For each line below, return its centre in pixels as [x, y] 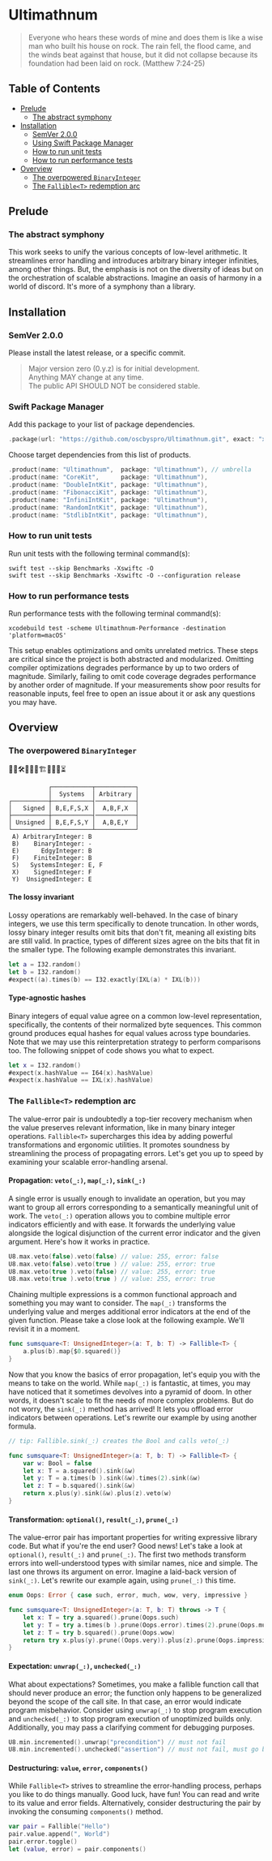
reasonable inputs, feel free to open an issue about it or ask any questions [132, 694]
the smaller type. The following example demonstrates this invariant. [122, 949]
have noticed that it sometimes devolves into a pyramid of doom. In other [130, 1391]
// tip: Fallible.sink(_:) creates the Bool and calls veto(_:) [119, 1441]
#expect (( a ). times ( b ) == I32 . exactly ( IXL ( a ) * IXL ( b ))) [104, 979]
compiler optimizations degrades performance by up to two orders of [124, 668]
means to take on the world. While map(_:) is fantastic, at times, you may [130, 1383]
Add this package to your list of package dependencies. [102, 424]
